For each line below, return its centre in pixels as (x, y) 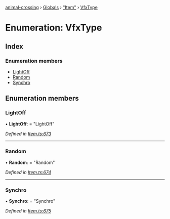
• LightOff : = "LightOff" (30, 124)
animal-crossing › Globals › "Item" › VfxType (51, 7)
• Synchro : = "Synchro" (30, 201)
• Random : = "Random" (30, 162)
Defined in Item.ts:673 (28, 134)
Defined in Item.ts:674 (28, 172)
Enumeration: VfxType (54, 28)
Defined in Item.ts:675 (28, 211)
